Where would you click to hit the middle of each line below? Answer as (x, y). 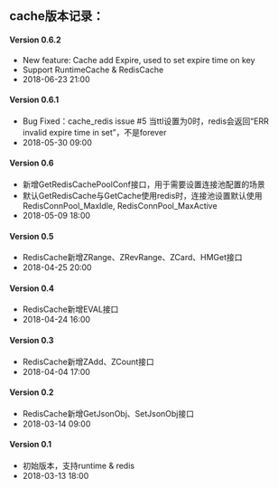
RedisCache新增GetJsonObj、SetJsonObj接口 (108, 413)
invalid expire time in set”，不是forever (94, 132)
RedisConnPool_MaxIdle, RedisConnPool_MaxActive (120, 206)
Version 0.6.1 (34, 100)
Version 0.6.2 (35, 40)
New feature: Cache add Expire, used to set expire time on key (139, 60)
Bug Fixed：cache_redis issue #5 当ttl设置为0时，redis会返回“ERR (145, 121)
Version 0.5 (32, 236)
